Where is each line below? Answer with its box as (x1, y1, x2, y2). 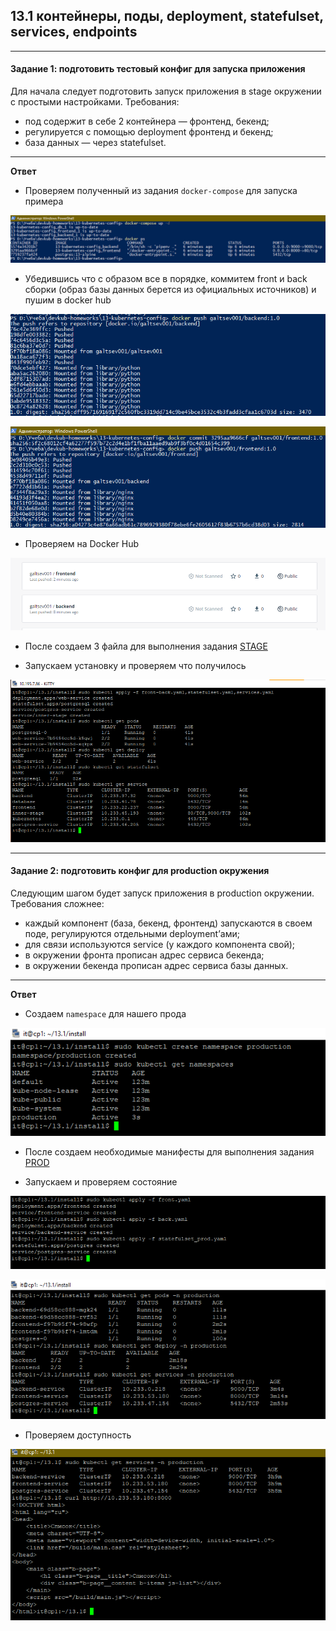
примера (24, 195, 64, 208)
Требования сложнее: (10, 897, 105, 909)
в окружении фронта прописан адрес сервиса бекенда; (24, 949, 265, 961)
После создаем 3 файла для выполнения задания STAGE (24, 640, 268, 652)
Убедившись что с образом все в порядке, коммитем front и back (24, 272, 308, 284)
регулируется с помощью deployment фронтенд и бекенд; (24, 126, 274, 138)
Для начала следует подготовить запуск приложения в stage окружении (10, 85, 322, 98)
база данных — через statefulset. (24, 137, 167, 149)
